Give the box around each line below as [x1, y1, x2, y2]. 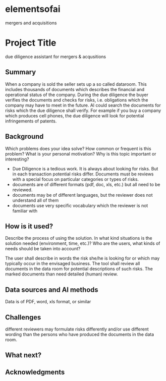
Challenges [5, 313, 41, 322]
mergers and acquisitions [5, 20, 57, 26]
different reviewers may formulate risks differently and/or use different [5, 326, 149, 332]
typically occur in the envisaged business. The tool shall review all [5, 261, 140, 267]
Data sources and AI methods [5, 285, 99, 294]
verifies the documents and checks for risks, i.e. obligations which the [5, 97, 149, 103]
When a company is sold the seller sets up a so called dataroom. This [5, 81, 147, 87]
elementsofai [5, 3, 60, 15]
